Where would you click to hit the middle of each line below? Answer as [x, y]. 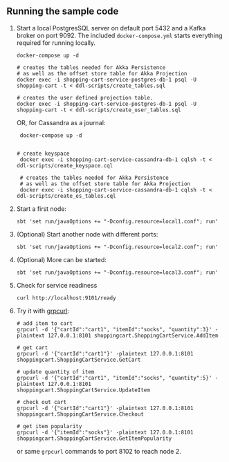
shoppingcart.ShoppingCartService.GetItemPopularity [94, 438]
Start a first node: [42, 209]
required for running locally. [56, 43]
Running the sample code [63, 11]
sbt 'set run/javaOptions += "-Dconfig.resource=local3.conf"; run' [117, 272]
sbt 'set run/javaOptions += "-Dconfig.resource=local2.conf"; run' [117, 247]
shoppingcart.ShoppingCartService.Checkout [80, 414]
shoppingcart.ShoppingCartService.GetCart [79, 360]
